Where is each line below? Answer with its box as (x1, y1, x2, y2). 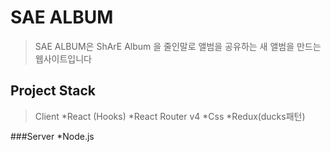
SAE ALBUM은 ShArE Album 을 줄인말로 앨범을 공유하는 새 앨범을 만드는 (34, 40, 322, 52)
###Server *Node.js (10, 130, 95, 142)
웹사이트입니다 (34, 52, 92, 65)
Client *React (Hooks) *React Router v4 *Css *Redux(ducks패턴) (34, 110, 306, 122)
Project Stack (10, 82, 97, 100)
